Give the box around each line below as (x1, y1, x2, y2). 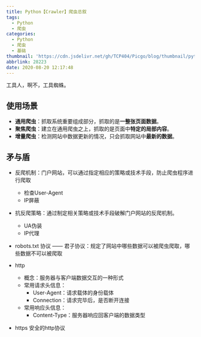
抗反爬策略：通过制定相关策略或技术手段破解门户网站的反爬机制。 (14, 210, 178, 216)
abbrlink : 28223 (6, 59, 47, 65)
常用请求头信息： (23, 282, 66, 289)
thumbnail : (6, 53, 33, 59)
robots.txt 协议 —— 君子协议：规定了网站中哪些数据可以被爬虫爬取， (14, 242, 185, 249)
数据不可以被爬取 (20, 250, 63, 257)
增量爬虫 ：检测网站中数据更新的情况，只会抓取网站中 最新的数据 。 (14, 133, 178, 140)
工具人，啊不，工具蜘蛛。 (6, 81, 69, 89)
